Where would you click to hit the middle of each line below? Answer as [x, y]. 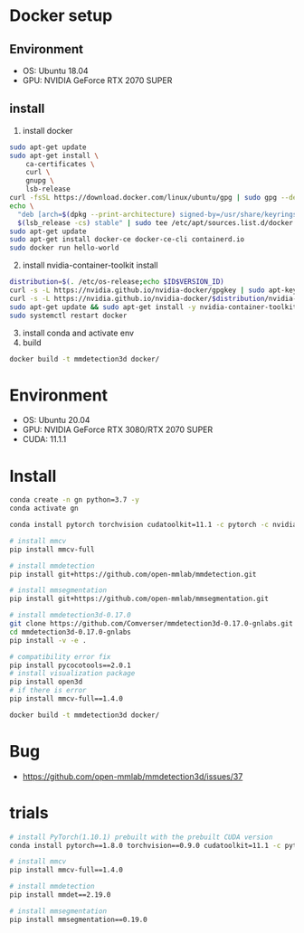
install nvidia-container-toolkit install [90, 265]
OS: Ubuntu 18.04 [55, 71]
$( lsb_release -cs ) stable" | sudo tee [93, 222]
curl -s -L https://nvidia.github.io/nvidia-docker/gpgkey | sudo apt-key [153, 290]
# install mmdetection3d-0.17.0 [70, 616]
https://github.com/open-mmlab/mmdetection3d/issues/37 [133, 776]
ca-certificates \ [60, 164]
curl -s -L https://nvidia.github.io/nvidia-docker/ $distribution [137, 298]
